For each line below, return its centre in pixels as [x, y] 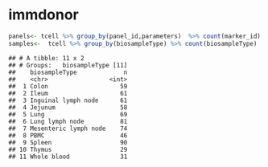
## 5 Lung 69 [68, 114]
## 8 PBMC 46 [68, 135]
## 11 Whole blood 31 [68, 157]
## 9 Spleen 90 [68, 142]
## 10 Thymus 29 [68, 149]
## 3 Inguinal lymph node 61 [68, 100]
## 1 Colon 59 [68, 86]
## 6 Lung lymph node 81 [68, 121]
